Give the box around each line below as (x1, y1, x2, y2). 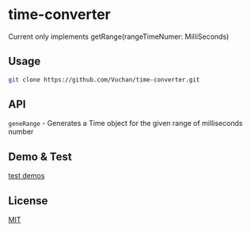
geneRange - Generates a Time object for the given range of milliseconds (8, 119, 243, 128)
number (8, 127, 34, 136)
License (8, 194, 48, 207)
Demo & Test (8, 150, 73, 163)
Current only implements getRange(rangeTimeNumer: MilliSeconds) (8, 32, 230, 41)
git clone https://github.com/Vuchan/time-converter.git (8, 75, 200, 84)
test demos (8, 171, 45, 181)
